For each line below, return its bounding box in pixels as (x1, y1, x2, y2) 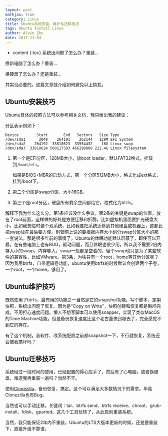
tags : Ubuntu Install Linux (5, 26, 64, 31)
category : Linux (5, 17, 39, 22)
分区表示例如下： (5, 122, 40, 128)
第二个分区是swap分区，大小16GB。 (12, 189, 87, 195)
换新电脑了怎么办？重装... (5, 60, 57, 66)
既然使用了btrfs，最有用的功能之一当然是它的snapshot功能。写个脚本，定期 (5, 296, 161, 303)
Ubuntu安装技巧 (5, 98, 55, 106)
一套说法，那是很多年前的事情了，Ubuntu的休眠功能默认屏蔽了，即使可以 (5, 235, 156, 241)
